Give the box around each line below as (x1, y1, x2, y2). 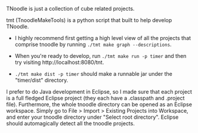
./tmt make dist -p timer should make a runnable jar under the (14, 70, 173, 77)
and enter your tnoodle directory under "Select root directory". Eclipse (6, 113, 179, 120)
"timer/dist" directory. (14, 77, 69, 83)
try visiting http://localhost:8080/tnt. (14, 59, 104, 66)
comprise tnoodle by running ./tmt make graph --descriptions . (14, 41, 172, 48)
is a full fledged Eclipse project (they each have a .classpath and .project (6, 95, 185, 101)
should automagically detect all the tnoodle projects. (6, 120, 135, 127)
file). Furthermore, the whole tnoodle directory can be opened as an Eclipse (6, 101, 193, 108)
